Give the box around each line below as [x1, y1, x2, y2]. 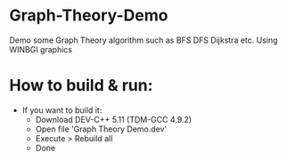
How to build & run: [9, 76, 153, 96]
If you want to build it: [21, 104, 102, 116]
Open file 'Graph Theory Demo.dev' [35, 124, 168, 134]
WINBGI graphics [9, 44, 73, 54]
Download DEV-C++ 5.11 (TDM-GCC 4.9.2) [35, 114, 193, 124]
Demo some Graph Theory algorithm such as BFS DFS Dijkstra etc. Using [9, 35, 278, 45]
